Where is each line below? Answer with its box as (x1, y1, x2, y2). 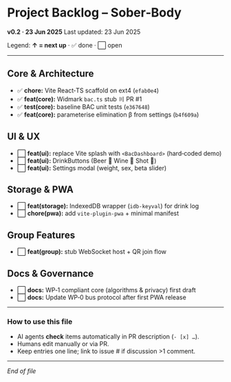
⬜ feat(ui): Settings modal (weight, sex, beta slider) (16, 163, 167, 172)
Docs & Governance (7, 268, 94, 279)
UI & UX (7, 131, 41, 143)
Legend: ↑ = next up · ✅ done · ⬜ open (7, 41, 122, 49)
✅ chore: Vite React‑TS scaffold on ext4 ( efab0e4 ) (16, 86, 159, 94)
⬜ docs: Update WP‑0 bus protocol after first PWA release (16, 293, 187, 301)
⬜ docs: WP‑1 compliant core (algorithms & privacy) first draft (16, 286, 196, 294)
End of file (7, 367, 36, 375)
